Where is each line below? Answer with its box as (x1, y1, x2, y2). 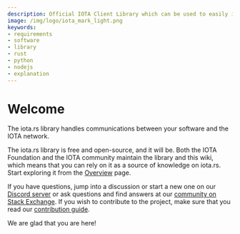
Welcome (7, 101, 65, 117)
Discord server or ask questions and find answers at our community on (7, 190, 216, 198)
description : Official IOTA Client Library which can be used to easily (7, 10, 229, 18)
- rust (7, 51, 27, 58)
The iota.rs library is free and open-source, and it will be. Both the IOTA (7, 146, 217, 154)
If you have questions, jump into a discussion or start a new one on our (7, 183, 216, 191)
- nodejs (7, 63, 34, 71)
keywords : (7, 24, 37, 31)
